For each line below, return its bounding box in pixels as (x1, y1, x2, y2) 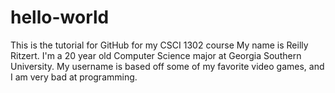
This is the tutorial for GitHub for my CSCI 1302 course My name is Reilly (10, 39, 309, 51)
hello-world (10, 6, 110, 29)
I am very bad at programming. (10, 71, 138, 83)
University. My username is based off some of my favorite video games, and (10, 60, 325, 72)
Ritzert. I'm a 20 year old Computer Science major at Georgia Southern (10, 49, 302, 61)
